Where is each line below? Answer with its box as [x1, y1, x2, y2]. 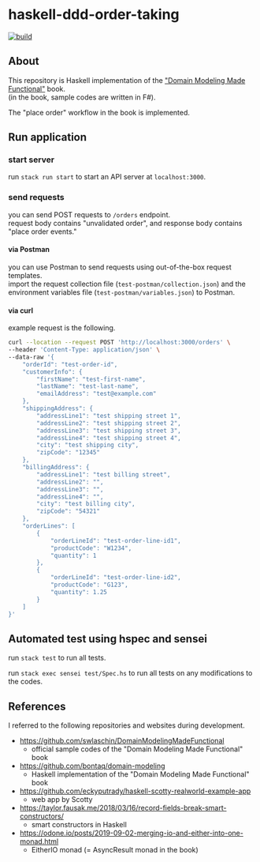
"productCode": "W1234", [50, 544, 132, 552]
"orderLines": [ [22, 522, 76, 530]
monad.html [19, 837, 59, 846]
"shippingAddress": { [22, 405, 93, 412]
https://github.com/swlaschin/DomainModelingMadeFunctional [19, 736, 225, 746]
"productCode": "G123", [50, 581, 128, 589]
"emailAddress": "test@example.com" [36, 390, 157, 398]
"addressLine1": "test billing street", [36, 470, 171, 479]
